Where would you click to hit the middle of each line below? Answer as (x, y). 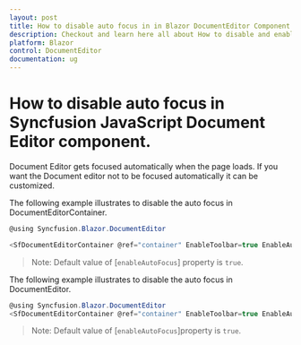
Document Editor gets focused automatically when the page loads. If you (144, 166)
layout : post (34, 17)
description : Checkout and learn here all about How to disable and (140, 34)
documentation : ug (43, 59)
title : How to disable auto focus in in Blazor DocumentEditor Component (150, 26)
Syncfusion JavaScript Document (138, 123)
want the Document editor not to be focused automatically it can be (133, 176)
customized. (32, 185)
